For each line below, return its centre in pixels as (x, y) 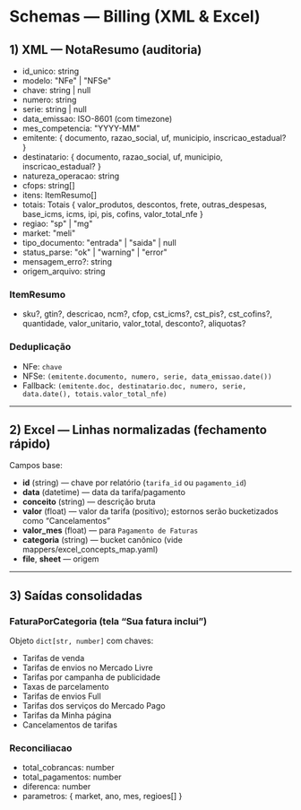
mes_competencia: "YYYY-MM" (81, 128)
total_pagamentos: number (72, 777)
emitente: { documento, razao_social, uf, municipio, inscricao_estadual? (154, 138)
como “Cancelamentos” (66, 521)
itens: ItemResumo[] (59, 195)
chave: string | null (56, 90)
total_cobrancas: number (68, 768)
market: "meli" (49, 233)
